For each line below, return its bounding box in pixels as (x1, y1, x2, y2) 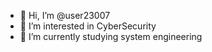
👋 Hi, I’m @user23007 (19, 10, 111, 21)
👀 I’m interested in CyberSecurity (19, 20, 157, 32)
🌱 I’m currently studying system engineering (19, 31, 203, 42)
